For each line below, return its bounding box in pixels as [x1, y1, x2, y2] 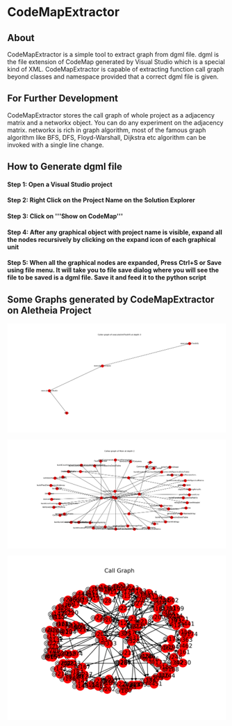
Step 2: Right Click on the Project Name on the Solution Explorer [7, 196, 196, 204]
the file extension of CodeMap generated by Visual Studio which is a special [7, 58, 226, 66]
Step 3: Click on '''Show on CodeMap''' [7, 211, 124, 220]
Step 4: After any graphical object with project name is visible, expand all [7, 227, 222, 236]
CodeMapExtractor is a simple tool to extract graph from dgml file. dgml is [7, 50, 219, 58]
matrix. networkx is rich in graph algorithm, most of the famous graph [7, 126, 206, 134]
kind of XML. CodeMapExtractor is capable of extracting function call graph [7, 65, 224, 73]
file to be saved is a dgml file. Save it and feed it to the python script [7, 273, 206, 282]
